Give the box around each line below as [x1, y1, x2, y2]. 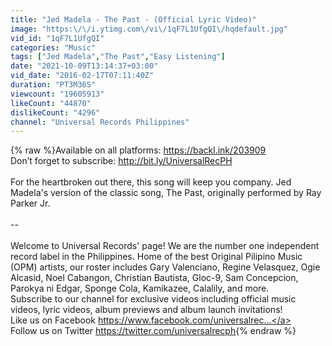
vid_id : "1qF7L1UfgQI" [10, 33, 105, 43]
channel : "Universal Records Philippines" [10, 117, 190, 127]
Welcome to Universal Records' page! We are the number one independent [10, 240, 320, 252]
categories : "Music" [10, 42, 97, 53]
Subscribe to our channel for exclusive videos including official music [10, 293, 297, 305]
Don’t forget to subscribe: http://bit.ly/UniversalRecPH [10, 155, 233, 167]
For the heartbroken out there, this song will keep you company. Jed [10, 176, 292, 188]
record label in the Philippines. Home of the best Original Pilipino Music [10, 251, 303, 263]
